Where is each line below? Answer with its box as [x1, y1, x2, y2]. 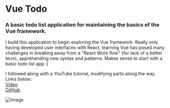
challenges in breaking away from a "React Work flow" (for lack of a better [5, 50, 163, 56]
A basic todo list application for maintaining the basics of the [5, 21, 160, 29]
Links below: [5, 76, 32, 82]
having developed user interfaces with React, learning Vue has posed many [5, 44, 165, 51]
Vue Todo [5, 3, 48, 15]
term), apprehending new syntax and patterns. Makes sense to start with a [5, 56, 163, 62]
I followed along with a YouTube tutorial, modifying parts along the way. [5, 71, 156, 77]
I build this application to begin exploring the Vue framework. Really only [5, 39, 158, 45]
